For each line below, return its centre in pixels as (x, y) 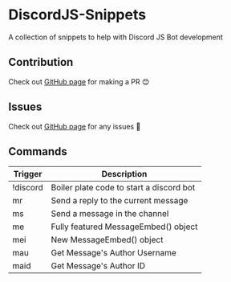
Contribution (41, 62)
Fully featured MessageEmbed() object (124, 227)
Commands (38, 151)
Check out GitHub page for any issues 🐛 (75, 126)
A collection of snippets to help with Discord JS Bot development (115, 37)
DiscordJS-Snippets (77, 15)
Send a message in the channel (110, 214)
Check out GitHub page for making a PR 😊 (79, 81)
